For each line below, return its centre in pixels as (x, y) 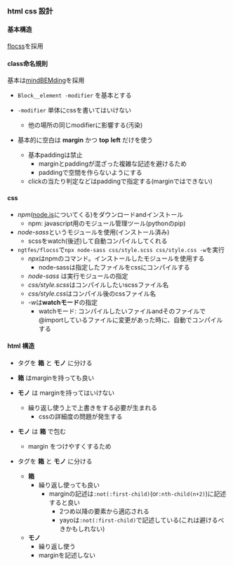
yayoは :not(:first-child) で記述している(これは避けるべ (142, 520)
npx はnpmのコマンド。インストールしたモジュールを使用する (116, 258)
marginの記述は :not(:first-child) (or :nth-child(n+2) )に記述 (138, 494)
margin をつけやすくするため (69, 446)
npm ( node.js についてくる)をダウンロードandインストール (100, 214)
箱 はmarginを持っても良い (56, 378)
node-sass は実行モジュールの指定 (78, 276)
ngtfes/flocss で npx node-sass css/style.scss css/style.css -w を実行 (121, 249)
